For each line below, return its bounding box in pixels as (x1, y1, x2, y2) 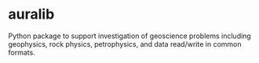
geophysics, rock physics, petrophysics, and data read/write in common (8, 39, 242, 48)
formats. (8, 47, 35, 57)
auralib (8, 5, 55, 23)
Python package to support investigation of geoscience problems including (8, 31, 251, 40)
